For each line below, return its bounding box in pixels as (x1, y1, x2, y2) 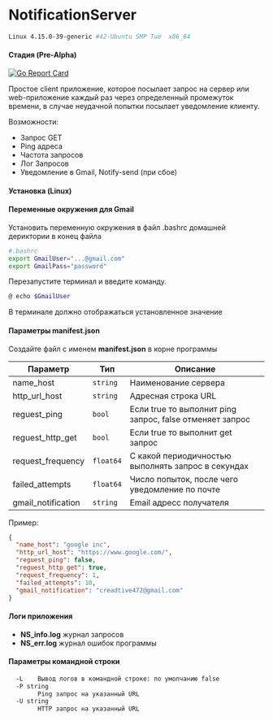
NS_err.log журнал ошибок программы (19, 638, 157, 648)
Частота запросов (19, 150, 84, 160)
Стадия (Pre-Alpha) (8, 50, 77, 60)
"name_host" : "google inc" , (15, 541, 111, 549)
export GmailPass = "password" (8, 262, 107, 270)
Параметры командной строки (8, 657, 120, 667)
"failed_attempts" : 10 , (15, 579, 96, 587)
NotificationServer (8, 6, 136, 24)
